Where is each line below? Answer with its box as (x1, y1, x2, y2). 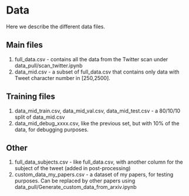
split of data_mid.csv (14, 113, 65, 121)
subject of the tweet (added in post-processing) (14, 165, 131, 172)
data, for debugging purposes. (14, 126, 89, 133)
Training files (6, 92, 56, 102)
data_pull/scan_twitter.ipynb (14, 62, 83, 69)
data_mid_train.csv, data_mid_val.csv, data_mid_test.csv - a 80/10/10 (14, 107, 181, 114)
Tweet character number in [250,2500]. (14, 74, 110, 81)
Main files (6, 40, 43, 50)
